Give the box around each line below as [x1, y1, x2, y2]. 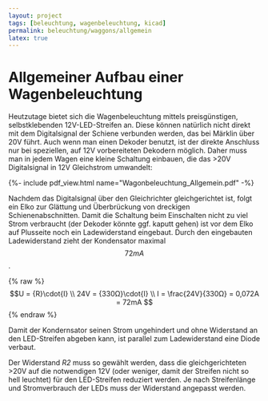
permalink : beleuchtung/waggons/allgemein [8, 26, 152, 34]
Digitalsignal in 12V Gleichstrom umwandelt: [8, 163, 153, 173]
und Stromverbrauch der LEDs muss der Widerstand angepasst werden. [8, 383, 246, 393]
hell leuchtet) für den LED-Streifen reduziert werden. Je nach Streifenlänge [8, 375, 256, 384]
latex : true [8, 34, 48, 42]
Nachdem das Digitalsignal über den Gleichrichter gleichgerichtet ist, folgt [8, 193, 253, 204]
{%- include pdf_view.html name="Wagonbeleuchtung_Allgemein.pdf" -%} [8, 178, 254, 188]
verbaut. [8, 343, 36, 352]
